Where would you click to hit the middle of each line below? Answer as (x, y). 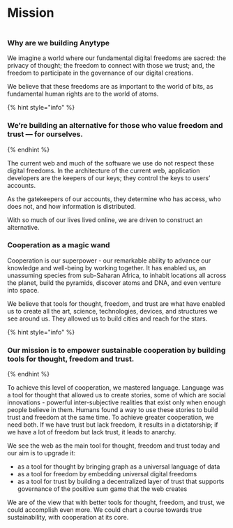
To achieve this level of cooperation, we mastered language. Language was (116, 388)
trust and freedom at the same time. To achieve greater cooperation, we (111, 418)
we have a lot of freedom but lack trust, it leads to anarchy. (92, 432)
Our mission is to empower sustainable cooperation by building (116, 350)
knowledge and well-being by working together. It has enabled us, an (107, 267)
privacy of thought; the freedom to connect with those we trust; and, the (111, 66)
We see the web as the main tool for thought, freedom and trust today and (114, 446)
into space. (23, 290)
